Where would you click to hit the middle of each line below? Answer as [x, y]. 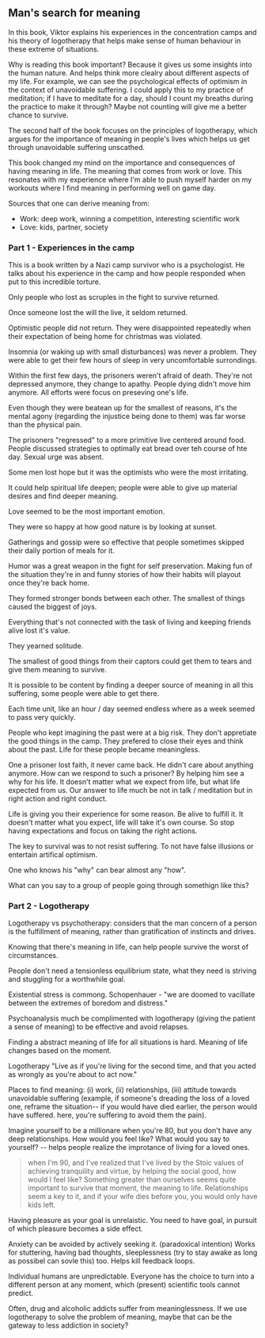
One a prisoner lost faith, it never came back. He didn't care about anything [131, 765]
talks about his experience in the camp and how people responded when [127, 274]
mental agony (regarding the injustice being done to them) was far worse [127, 417]
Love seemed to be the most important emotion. [87, 512]
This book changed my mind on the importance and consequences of [122, 163]
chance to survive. [38, 115]
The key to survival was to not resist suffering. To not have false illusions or [131, 846]
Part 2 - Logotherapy [49, 906]
